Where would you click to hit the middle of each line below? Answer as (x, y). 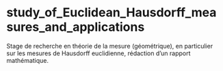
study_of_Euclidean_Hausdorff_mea (112, 13)
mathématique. (28, 60)
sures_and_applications (76, 27)
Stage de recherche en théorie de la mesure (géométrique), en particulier (110, 46)
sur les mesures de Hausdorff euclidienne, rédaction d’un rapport (99, 53)
